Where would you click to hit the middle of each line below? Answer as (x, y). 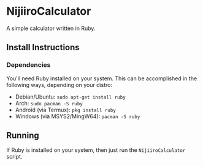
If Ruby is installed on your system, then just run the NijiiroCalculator (96, 150)
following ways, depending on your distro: (59, 85)
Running (23, 136)
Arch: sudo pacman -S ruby (49, 103)
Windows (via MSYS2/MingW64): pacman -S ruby (78, 116)
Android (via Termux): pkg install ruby (66, 110)
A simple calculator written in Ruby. (51, 28)
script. (14, 157)
